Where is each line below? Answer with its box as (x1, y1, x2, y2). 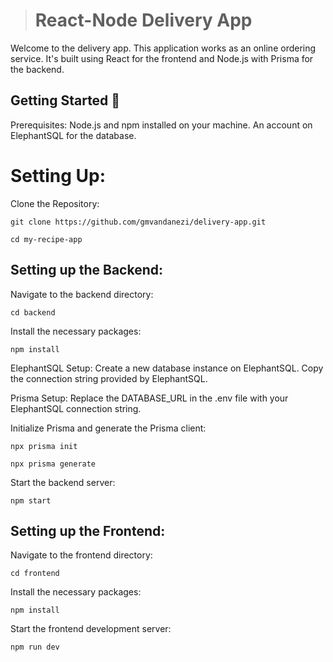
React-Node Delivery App (34, 9, 253, 32)
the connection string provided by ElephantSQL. (10, 372, 208, 384)
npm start (10, 495, 52, 506)
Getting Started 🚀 (10, 92, 121, 109)
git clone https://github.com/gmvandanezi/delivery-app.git (10, 217, 267, 227)
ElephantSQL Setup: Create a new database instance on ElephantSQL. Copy (10, 362, 324, 374)
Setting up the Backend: (10, 262, 163, 279)
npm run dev (10, 642, 60, 653)
